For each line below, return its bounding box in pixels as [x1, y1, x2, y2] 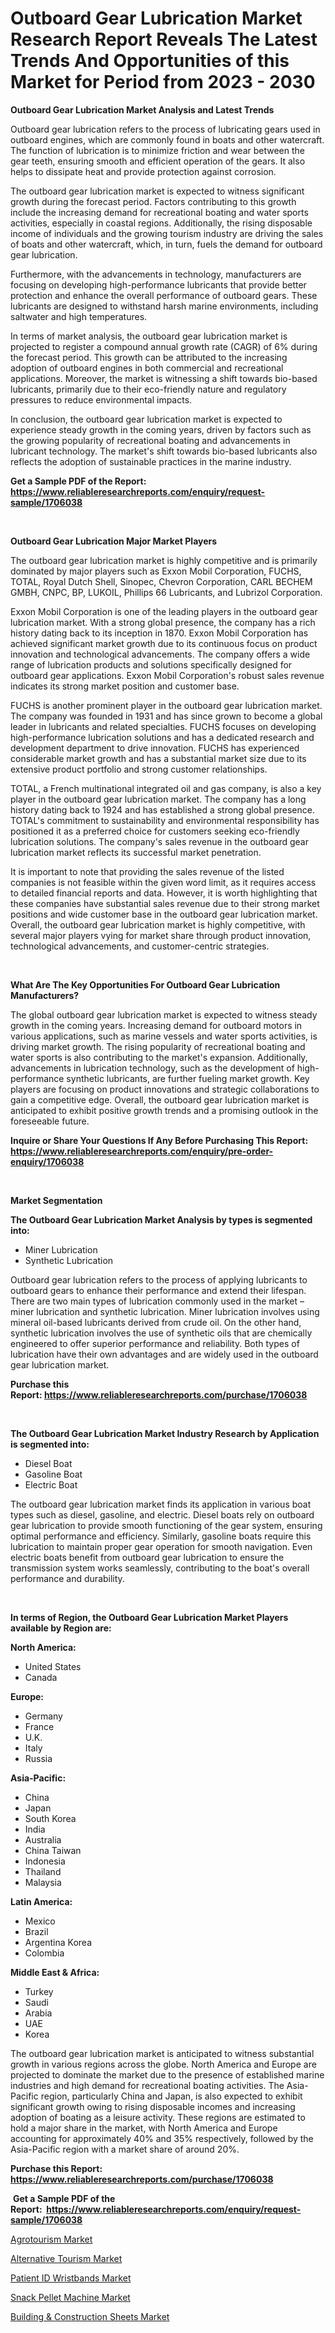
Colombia [24, 1947, 65, 1959]
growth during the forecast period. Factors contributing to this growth [10, 195, 297, 207]
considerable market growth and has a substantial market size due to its [10, 752, 307, 764]
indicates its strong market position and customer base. [10, 680, 240, 692]
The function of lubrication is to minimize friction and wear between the [10, 144, 305, 156]
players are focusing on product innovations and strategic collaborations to [10, 1083, 320, 1095]
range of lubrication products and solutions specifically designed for [10, 658, 293, 671]
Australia [24, 1833, 62, 1846]
